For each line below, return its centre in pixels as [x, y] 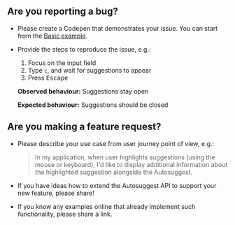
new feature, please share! [56, 193]
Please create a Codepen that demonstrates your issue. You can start [117, 28]
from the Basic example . [52, 36]
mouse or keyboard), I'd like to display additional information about [131, 164]
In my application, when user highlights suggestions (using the [125, 157]
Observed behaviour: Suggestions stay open [83, 91]
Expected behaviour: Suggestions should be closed [93, 105]
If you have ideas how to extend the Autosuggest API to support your [117, 185]
